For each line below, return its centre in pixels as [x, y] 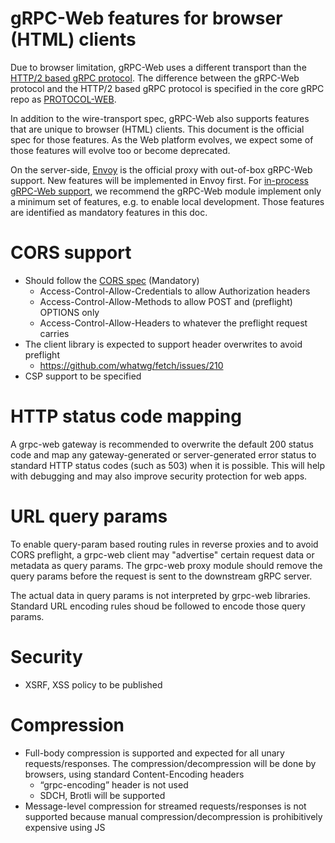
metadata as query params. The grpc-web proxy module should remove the [166, 565]
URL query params [89, 516]
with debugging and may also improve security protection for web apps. [159, 476]
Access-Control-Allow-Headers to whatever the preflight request [173, 323]
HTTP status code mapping [126, 416]
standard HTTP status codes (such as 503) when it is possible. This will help [168, 465]
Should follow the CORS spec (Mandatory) [112, 280]
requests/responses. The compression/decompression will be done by [170, 763]
